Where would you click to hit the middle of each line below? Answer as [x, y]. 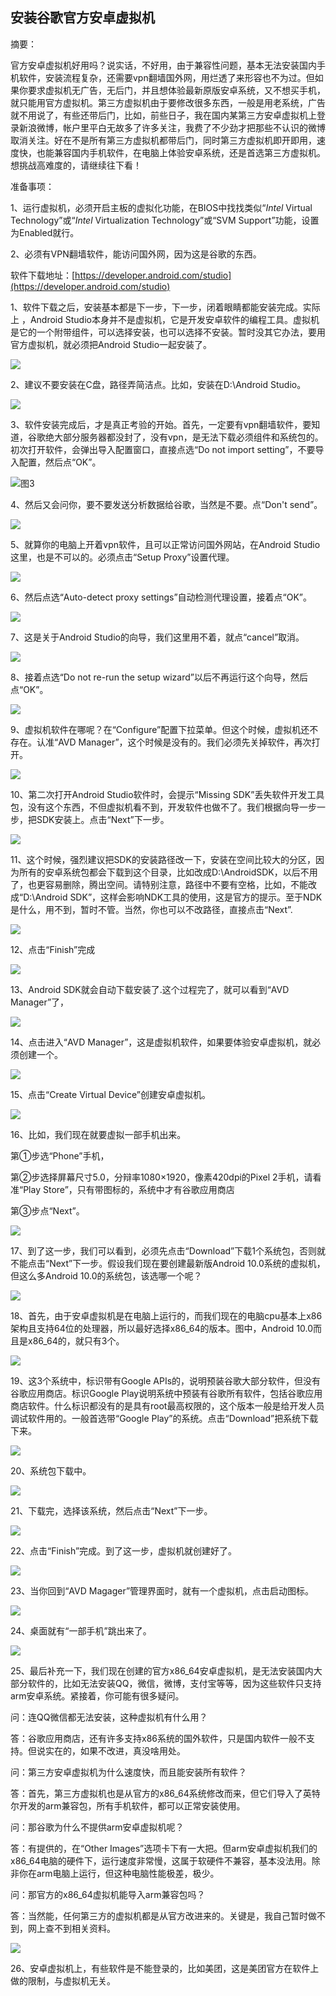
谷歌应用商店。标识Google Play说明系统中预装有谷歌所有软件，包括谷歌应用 [166, 1393]
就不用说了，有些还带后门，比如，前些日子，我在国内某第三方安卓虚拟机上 [163, 115]
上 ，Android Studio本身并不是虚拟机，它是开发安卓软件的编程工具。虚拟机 [165, 319]
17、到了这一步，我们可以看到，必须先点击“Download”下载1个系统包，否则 [163, 1250]
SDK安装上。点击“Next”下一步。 [103, 819]
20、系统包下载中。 [51, 1470]
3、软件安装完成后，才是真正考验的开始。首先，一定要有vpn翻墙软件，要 [161, 424]
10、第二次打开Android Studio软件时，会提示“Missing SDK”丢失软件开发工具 [167, 794]
